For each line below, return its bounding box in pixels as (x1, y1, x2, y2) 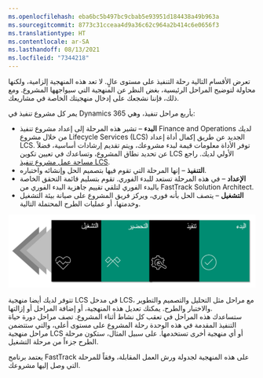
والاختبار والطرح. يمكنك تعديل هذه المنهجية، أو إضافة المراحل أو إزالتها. (8, 303, 214, 314)
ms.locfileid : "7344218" (8, 54, 89, 62)
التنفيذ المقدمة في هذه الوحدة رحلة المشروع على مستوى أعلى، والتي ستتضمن (8, 321, 237, 330)
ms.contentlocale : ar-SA (8, 38, 89, 46)
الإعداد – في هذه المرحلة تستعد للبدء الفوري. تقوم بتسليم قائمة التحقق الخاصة (19, 174, 247, 183)
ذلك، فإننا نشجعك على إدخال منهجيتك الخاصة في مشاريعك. (8, 94, 179, 102)
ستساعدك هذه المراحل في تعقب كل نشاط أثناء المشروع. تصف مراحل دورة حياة (8, 312, 243, 321)
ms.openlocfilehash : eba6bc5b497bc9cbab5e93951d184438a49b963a (8, 13, 220, 20)
